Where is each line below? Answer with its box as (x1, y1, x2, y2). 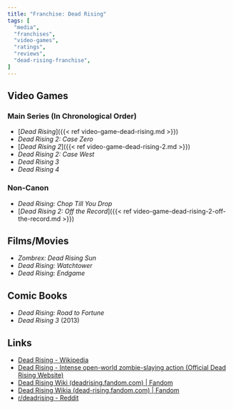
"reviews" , (14, 51, 46, 58)
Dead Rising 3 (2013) (17, 316, 80, 325)
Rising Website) (17, 371, 64, 380)
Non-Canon (7, 183, 49, 193)
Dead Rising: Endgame (17, 269, 86, 278)
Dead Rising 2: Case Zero (17, 135, 94, 143)
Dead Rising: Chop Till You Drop (17, 199, 113, 207)
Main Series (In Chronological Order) (7, 111, 137, 121)
